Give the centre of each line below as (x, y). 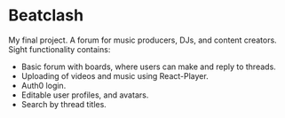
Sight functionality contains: (59, 49)
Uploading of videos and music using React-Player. (115, 75)
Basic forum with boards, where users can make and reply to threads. (148, 67)
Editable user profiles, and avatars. (85, 95)
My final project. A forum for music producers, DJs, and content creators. (142, 40)
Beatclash (46, 16)
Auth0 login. (44, 85)
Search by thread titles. (64, 104)
